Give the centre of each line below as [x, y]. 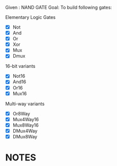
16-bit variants [20, 66]
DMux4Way [25, 131]
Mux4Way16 [26, 119]
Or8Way [21, 113]
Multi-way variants [25, 104]
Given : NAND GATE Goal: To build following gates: [59, 7]
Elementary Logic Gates [30, 17]
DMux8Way [25, 136]
